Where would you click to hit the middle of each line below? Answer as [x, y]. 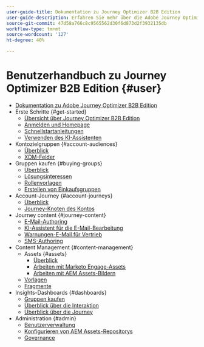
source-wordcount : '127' [38, 35]
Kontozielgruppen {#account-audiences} [66, 144]
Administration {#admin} [46, 318]
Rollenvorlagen [43, 182]
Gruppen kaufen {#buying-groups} [59, 163]
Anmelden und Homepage [57, 125]
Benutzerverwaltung [49, 325]
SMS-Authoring [44, 241]
